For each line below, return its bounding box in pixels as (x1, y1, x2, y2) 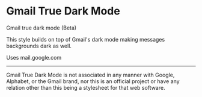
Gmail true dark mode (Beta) (6, 24, 77, 31)
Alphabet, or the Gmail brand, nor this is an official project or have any (6, 77, 180, 85)
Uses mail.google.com (6, 54, 62, 61)
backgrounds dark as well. (6, 42, 72, 49)
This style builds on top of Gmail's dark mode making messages (6, 36, 165, 43)
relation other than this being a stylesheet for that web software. (6, 84, 165, 91)
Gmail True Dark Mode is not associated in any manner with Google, (6, 71, 175, 78)
